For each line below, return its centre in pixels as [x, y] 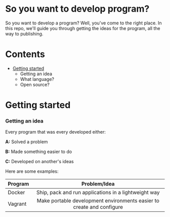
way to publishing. [24, 34]
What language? [37, 79]
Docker [16, 193]
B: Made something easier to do [39, 152]
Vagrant [17, 204]
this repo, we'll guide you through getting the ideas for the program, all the [83, 28]
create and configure [98, 207]
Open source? [35, 84]
